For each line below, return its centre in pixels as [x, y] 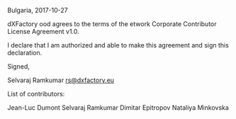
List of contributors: [36, 94]
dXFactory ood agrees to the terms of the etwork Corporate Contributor [112, 24]
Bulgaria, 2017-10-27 [38, 10]
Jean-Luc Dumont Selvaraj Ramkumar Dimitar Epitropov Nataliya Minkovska [118, 108]
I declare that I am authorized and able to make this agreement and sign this [118, 45]
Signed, [18, 66]
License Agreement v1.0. [43, 32]
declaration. [25, 53]
